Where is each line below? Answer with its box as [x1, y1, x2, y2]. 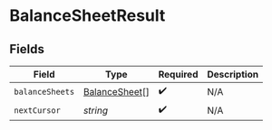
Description [207, 69, 259, 80]
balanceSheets [14, 87, 75, 97]
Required [158, 69, 199, 80]
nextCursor [14, 105, 61, 116]
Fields [9, 42, 45, 57]
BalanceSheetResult [9, 5, 166, 26]
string [83, 104, 109, 116]
